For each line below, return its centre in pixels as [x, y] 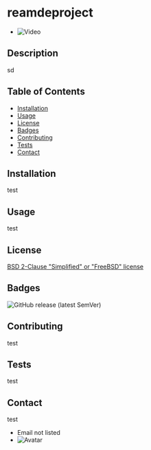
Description [33, 53]
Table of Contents [46, 92]
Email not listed [38, 433]
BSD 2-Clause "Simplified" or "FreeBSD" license [75, 267]
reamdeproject [50, 13]
